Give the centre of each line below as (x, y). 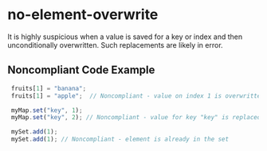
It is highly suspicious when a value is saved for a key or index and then (125, 37)
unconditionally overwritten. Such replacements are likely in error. (116, 45)
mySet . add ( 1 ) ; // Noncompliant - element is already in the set (120, 139)
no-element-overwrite (83, 15)
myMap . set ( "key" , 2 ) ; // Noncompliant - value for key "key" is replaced (136, 118)
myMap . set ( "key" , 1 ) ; (47, 110)
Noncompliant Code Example (81, 70)
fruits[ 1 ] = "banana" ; (49, 88)
